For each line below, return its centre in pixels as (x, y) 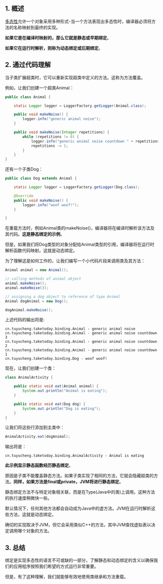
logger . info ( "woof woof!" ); (51, 205)
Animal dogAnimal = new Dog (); (37, 301)
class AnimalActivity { (29, 378)
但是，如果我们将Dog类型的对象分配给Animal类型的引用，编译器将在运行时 (80, 245)
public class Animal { (28, 97)
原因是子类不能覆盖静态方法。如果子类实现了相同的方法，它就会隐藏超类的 (79, 476)
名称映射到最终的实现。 (37, 27)
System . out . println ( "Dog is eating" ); (62, 409)
